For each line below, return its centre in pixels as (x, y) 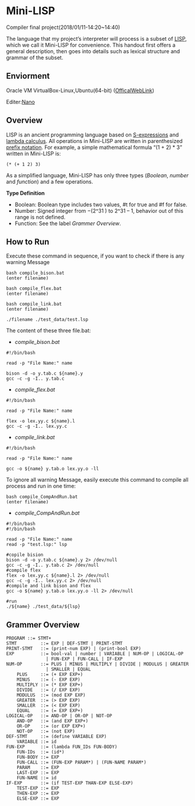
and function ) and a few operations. (50, 181)
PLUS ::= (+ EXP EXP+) (50, 675)
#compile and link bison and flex (49, 586)
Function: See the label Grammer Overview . (68, 223)
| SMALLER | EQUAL (69, 669)
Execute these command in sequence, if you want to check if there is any (95, 256)
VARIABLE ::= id (37, 742)
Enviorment (28, 76)
